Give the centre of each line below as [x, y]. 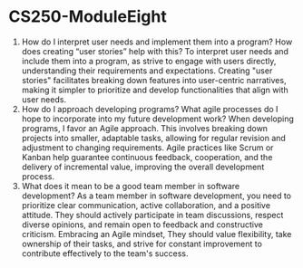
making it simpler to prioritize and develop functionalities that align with [155, 90]
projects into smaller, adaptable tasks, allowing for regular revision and [154, 138]
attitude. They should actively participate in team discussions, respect [152, 215]
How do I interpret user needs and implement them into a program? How [157, 42]
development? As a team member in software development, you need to [156, 196]
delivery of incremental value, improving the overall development [143, 167]
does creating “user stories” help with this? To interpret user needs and [155, 51]
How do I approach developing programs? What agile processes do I [150, 109]
